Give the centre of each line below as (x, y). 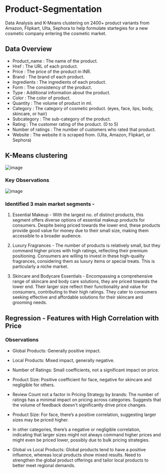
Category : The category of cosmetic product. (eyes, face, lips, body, (83, 108)
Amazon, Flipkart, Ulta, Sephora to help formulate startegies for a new (77, 28)
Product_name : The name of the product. (55, 61)
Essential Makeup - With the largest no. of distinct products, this (78, 215)
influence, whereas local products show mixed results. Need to (77, 455)
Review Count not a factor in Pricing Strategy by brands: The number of (85, 394)
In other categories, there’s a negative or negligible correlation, (76, 429)
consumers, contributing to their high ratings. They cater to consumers (85, 292)
